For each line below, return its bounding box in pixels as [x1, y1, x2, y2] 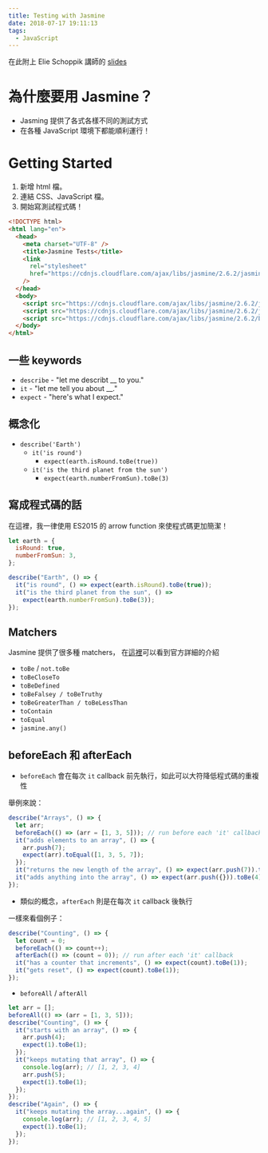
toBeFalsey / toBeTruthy [19, 691, 103, 699]
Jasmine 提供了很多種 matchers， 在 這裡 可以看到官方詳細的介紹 [8, 648, 219, 657]
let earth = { [8, 537, 56, 545]
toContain [19, 708, 53, 716]
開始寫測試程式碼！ [19, 201, 84, 212]
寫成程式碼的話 [8, 498, 82, 512]
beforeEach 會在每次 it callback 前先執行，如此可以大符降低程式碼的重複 [19, 771, 259, 780]
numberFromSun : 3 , [15, 552, 77, 560]
